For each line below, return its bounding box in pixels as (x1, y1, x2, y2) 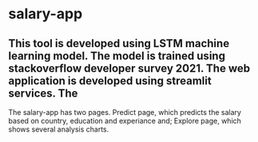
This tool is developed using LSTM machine (8, 37, 230, 50)
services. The (8, 86, 78, 100)
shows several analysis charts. (8, 124, 109, 134)
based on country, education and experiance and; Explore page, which (8, 116, 242, 125)
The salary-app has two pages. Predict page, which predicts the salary (8, 108, 242, 116)
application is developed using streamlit (8, 73, 212, 88)
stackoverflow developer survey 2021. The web (8, 61, 250, 75)
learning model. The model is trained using (8, 49, 226, 62)
